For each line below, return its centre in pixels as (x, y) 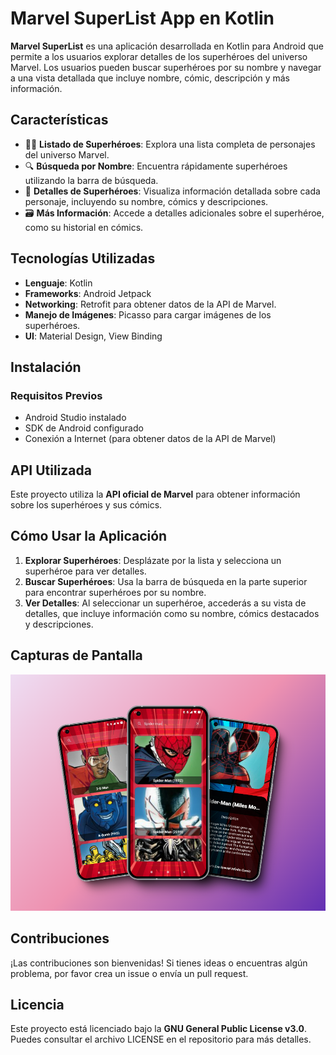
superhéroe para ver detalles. (85, 571)
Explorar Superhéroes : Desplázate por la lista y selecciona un (153, 560)
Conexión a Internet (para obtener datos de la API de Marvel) (150, 439)
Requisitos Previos (56, 395)
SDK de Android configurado (84, 428)
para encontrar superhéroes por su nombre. (115, 592)
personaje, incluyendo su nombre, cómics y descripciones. (146, 201)
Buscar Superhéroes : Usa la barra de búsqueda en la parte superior (166, 581)
